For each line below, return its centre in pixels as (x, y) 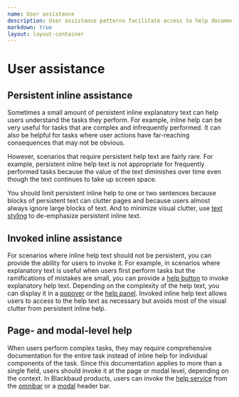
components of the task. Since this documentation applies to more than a (115, 363)
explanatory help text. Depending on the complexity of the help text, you (113, 286)
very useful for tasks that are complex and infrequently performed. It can (114, 128)
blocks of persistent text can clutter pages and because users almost (109, 201)
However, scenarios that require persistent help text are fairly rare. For (110, 157)
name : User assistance (41, 14)
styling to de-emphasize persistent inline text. (74, 216)
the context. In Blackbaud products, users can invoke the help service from (117, 378)
